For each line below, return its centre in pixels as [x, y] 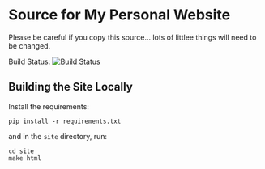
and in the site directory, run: [58, 136]
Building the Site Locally [71, 87]
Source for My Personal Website [120, 15]
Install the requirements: [49, 106]
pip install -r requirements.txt [65, 121]
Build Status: [30, 61]
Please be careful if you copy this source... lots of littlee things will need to [132, 37]
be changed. [30, 45]
